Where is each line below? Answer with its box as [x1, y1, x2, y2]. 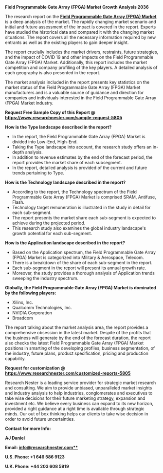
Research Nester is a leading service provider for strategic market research [5, 380, 156, 386]
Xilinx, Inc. [12, 300, 33, 305]
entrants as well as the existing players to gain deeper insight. [5, 40, 129, 45]
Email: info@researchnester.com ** [5, 445, 78, 450]
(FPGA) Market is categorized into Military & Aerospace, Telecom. [12, 255, 144, 260]
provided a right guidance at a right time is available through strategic [5, 406, 145, 411]
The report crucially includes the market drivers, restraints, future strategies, [5, 49, 159, 55]
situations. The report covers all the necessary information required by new [5, 34, 156, 40]
